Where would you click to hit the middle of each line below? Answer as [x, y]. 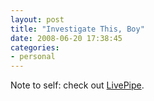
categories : [35, 47]
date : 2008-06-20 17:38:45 [66, 38]
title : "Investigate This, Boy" [77, 29]
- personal [33, 57]
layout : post [37, 19]
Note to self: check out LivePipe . [77, 85]
